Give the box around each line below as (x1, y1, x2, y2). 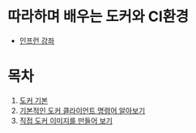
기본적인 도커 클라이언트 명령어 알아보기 (19, 105, 146, 115)
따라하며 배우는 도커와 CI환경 (7, 7, 190, 26)
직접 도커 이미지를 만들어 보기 (19, 115, 113, 126)
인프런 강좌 (19, 36, 55, 45)
